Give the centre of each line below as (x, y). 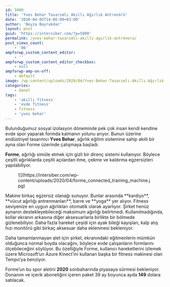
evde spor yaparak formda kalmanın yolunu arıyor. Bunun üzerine (73, 134)
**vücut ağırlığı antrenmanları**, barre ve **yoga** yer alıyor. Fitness (77, 201)
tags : (11, 95)
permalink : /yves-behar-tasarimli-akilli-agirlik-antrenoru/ (71, 39)
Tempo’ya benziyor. (26, 259)
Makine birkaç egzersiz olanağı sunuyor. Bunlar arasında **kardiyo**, (77, 196)
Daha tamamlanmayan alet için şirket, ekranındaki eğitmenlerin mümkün (80, 238)
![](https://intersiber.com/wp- (49, 175)
